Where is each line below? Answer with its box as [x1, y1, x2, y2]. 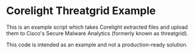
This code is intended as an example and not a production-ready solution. [6, 41, 188, 48]
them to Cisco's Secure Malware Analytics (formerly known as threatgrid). [6, 29, 189, 36]
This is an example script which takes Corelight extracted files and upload [6, 23, 188, 31]
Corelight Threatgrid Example [6, 4, 156, 18]
